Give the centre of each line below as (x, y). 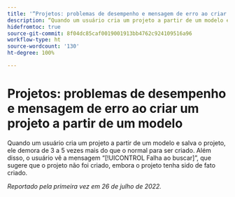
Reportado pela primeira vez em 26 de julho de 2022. (85, 186)
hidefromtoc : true (34, 27)
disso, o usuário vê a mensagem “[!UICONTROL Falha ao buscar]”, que (109, 158)
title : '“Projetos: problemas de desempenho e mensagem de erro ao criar (117, 14)
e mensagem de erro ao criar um (103, 109)
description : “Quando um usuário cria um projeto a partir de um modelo (115, 20)
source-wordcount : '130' (43, 46)
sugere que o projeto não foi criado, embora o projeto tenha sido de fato (111, 165)
